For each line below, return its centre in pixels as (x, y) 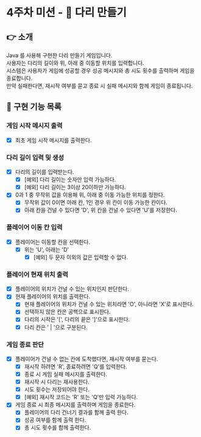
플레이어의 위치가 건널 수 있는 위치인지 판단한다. (72, 289)
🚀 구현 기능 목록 (34, 107)
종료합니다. (19, 78)
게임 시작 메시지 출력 (34, 126)
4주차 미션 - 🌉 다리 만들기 (66, 12)
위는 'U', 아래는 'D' (46, 249)
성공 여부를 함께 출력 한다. (55, 420)
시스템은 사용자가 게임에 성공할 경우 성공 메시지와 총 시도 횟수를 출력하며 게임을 (100, 70)
